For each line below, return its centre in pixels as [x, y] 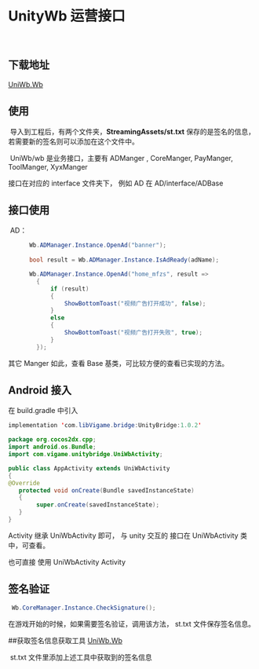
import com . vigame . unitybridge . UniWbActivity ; [86, 455]
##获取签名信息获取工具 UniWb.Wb [66, 640]
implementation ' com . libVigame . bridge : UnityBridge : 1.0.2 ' [105, 426]
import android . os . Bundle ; [52, 447]
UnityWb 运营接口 [67, 16]
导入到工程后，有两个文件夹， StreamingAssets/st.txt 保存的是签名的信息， [133, 131]
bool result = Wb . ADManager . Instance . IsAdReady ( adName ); [124, 260]
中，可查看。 [29, 545]
